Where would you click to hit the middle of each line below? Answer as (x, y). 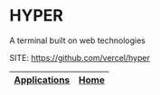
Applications (42, 80)
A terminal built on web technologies (78, 40)
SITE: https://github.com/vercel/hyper (80, 57)
